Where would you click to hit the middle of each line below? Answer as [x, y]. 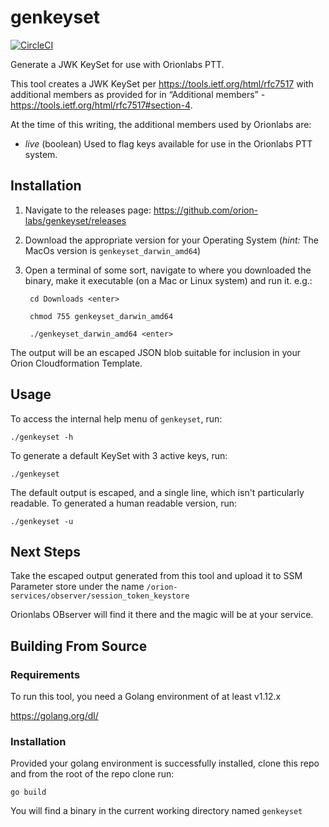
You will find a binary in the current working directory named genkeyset [156, 811]
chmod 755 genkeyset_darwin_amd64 [101, 316]
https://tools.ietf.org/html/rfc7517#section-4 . [101, 105]
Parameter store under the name [77, 587]
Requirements [45, 674]
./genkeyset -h [42, 437]
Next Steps [45, 551]
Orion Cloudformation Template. [76, 363]
